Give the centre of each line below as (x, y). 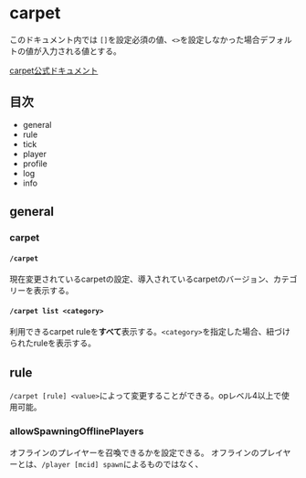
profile (35, 164)
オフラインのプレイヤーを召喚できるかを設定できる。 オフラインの (134, 452)
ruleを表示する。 (65, 343)
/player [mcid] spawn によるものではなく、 (122, 463)
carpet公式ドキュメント (54, 70)
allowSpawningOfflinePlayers (77, 431)
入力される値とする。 (81, 51)
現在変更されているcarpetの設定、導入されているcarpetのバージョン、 (142, 279)
